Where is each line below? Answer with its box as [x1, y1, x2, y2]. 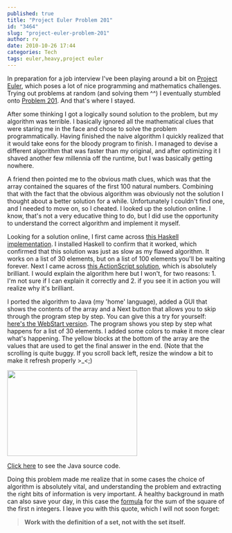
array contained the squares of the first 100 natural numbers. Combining [7, 182, 213, 191]
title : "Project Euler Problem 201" [7, 17, 113, 24]
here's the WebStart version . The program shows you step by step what [7, 320, 213, 328]
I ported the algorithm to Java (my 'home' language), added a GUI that [7, 297, 208, 306]
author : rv [7, 36, 39, 43]
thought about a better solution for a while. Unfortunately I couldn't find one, [7, 197, 225, 205]
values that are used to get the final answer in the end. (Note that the [7, 341, 204, 350]
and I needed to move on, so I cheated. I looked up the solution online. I [7, 204, 211, 212]
